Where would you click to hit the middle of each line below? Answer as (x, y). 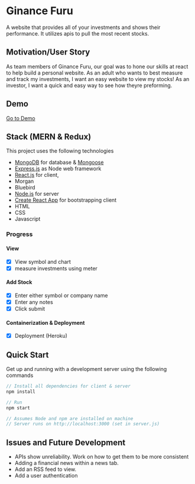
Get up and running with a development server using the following (87, 369)
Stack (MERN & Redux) (49, 136)
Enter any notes (34, 302)
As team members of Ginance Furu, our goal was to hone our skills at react (97, 66)
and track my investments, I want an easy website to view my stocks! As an (98, 79)
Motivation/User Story (48, 52)
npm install (21, 392)
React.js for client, (37, 175)
